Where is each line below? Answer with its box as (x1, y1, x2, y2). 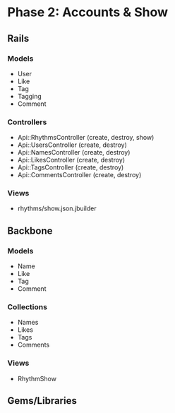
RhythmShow (17, 374, 56, 383)
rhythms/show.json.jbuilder (17, 204, 97, 213)
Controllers (7, 117, 47, 127)
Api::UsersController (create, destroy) (17, 140, 127, 149)
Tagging (17, 92, 42, 100)
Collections (7, 302, 48, 312)
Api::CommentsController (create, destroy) (17, 171, 142, 179)
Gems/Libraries (7, 395, 78, 407)
